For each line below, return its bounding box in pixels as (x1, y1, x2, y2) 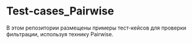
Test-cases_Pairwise (6, 4, 114, 18)
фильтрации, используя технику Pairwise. (6, 30, 114, 37)
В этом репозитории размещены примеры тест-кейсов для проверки (6, 24, 187, 31)
